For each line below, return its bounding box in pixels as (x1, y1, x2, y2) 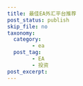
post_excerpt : (7, 68, 48, 75)
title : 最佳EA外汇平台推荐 (7, 10, 77, 17)
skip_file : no (7, 23, 48, 30)
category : (13, 36, 41, 43)
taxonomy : (7, 29, 36, 37)
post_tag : (13, 49, 41, 56)
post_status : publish (7, 17, 70, 24)
